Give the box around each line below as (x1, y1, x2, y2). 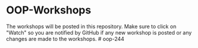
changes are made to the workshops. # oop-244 (6, 35, 125, 42)
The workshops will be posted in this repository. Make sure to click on (6, 23, 177, 30)
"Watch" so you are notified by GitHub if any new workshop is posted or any (6, 29, 192, 36)
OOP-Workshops (6, 4, 92, 17)
